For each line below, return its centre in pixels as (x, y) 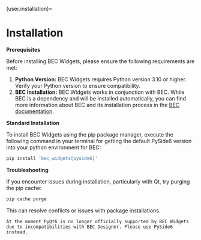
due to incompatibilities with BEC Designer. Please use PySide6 (89, 227)
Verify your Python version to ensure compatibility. (78, 85)
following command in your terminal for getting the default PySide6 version (99, 141)
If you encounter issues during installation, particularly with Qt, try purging (98, 181)
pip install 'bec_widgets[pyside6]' (52, 158)
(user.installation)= (29, 9)
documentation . (34, 111)
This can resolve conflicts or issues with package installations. (83, 211)
